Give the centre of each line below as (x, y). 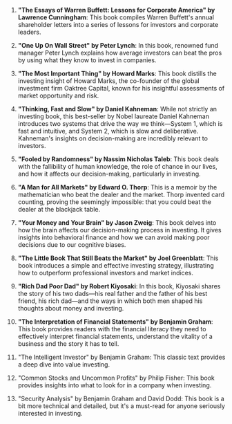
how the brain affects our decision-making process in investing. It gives (119, 230)
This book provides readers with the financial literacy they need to (112, 329)
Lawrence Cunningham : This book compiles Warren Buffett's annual (116, 17)
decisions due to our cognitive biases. (72, 245)
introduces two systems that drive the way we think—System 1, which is (120, 123)
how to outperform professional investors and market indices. (106, 273)
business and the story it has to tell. (68, 344)
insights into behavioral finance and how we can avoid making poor (114, 237)
